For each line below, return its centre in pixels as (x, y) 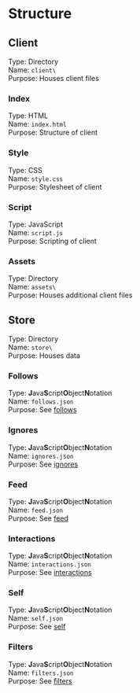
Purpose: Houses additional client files (70, 295)
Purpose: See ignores (43, 464)
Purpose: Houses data (44, 356)
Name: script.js (36, 232)
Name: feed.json (36, 510)
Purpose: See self (37, 627)
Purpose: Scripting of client (52, 241)
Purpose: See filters (40, 680)
